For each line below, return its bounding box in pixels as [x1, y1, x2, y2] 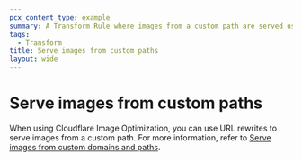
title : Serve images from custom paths [9, 47, 159, 55]
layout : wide [9, 55, 58, 64]
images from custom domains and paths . [9, 141, 161, 152]
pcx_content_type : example [9, 13, 111, 22]
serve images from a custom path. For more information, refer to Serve [9, 131, 271, 143]
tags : [9, 30, 30, 38]
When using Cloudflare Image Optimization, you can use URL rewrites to [9, 123, 277, 133]
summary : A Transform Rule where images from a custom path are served [9, 21, 283, 30]
